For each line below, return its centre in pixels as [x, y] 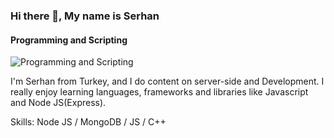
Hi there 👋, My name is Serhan [85, 16]
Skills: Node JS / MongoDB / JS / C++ [88, 122]
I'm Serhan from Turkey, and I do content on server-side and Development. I [167, 81]
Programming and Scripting [69, 40]
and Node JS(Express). [58, 103]
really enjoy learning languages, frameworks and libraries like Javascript [159, 92]
